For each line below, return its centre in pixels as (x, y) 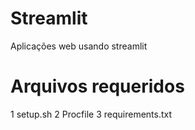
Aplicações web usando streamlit (79, 46)
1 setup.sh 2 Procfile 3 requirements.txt (91, 114)
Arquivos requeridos (97, 86)
